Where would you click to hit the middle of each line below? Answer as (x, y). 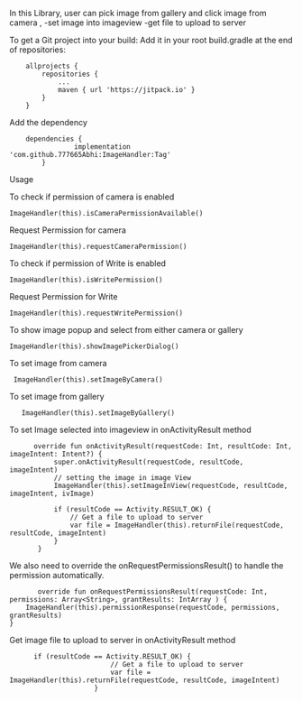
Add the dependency (49, 122)
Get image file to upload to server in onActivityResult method (123, 640)
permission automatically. (57, 575)
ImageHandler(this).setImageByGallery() (98, 413)
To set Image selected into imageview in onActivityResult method (131, 429)
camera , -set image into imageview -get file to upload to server (128, 23)
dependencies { (54, 139)
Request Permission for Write (64, 296)
